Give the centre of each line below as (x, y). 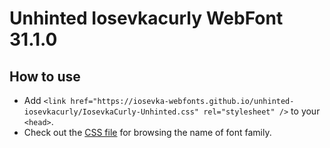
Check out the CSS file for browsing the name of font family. (147, 132)
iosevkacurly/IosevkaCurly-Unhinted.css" (111, 112)
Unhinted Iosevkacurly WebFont (146, 18)
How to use (45, 76)
